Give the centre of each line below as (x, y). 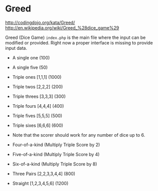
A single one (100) (31, 57)
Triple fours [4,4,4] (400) (38, 106)
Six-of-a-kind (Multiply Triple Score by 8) (55, 164)
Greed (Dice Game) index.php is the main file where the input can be (76, 37)
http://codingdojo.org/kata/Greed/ (40, 22)
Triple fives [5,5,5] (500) (37, 116)
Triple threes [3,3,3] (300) (39, 96)
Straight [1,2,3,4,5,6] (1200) (40, 183)
